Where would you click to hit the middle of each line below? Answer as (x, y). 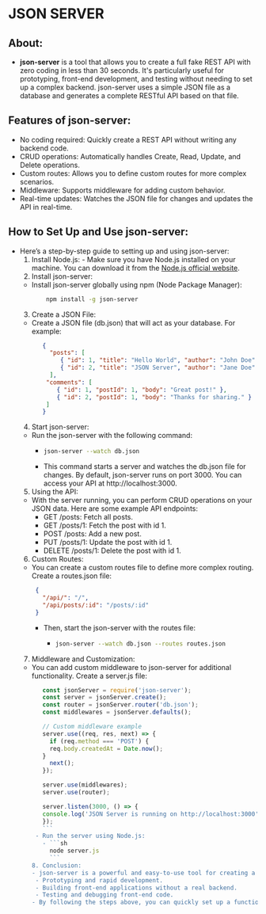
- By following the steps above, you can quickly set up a (131, 903)
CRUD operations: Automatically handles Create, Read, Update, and (130, 156)
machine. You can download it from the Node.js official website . (135, 268)
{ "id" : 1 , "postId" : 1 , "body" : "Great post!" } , (142, 390)
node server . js (74, 851)
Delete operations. (50, 165)
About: (26, 43)
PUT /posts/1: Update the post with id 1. (108, 543)
